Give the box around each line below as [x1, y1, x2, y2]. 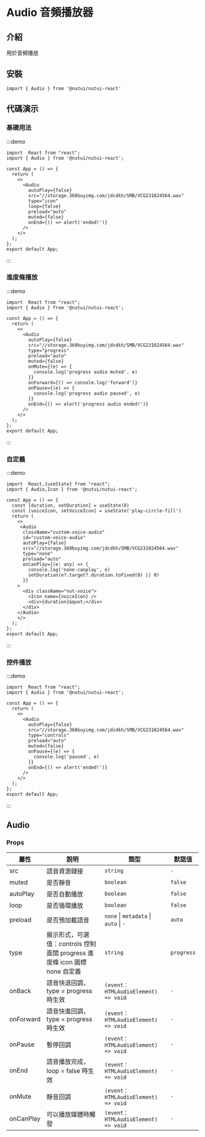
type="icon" [28, 198, 59, 204]
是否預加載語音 [46, 916, 90, 925]
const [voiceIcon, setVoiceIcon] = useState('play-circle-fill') [12, 508, 182, 514]
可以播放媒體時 [46, 1110, 90, 1119]
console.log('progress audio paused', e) [33, 390, 140, 397]
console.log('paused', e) [33, 754, 99, 760]
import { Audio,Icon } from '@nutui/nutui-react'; [6, 486, 138, 493]
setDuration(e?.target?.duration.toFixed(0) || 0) [28, 572, 160, 578]
